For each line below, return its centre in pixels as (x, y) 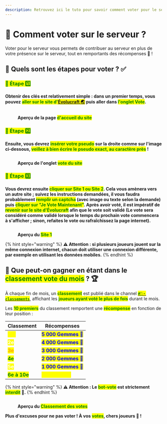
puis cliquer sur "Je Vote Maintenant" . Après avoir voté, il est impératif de (83, 205)
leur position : (19, 314)
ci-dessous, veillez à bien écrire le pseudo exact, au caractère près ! (77, 149)
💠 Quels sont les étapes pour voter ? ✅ (66, 69)
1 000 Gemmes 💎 (62, 366)
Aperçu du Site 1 (35, 234)
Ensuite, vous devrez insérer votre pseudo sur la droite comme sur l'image (83, 144)
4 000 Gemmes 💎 (62, 342)
